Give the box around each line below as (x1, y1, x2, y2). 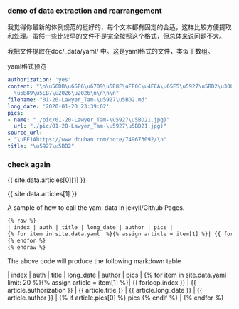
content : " (7, 83, 40, 91)
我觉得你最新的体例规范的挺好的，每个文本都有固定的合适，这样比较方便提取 (7, 23, 232, 31)
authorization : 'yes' (7, 76, 72, 83)
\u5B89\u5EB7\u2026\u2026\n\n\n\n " (14, 90, 119, 97)
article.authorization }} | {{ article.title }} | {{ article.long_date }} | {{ (7, 285, 203, 294)
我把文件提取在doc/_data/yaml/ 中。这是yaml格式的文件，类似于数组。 (7, 47, 214, 56)
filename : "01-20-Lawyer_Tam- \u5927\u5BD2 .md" (7, 96, 148, 103)
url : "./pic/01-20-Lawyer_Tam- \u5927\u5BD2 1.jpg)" (14, 123, 167, 130)
